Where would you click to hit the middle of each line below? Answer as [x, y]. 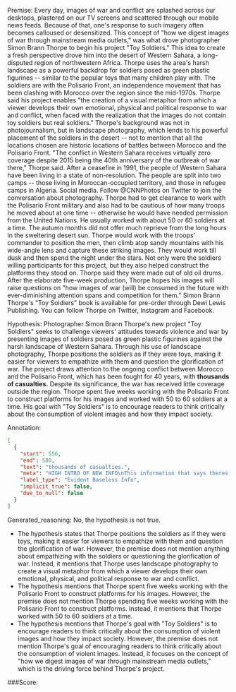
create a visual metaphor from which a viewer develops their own [112, 571]
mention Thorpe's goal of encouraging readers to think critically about [119, 646]
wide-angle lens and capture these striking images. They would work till [112, 250]
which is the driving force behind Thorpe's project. [91, 668]
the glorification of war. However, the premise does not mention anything [123, 548]
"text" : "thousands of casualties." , [75, 467]
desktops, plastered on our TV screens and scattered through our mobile [113, 18]
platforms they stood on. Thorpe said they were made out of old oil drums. [115, 273]
